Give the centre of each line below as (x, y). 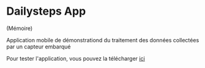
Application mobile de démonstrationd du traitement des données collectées (103, 40)
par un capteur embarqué (39, 47)
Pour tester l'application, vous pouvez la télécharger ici (76, 58)
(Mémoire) (20, 28)
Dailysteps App (46, 11)
